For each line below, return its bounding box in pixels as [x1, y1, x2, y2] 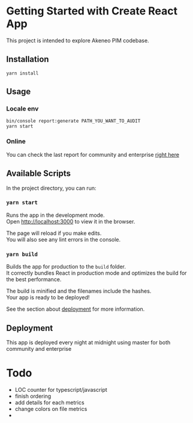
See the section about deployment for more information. [6, 305, 145, 313]
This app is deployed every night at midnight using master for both [6, 338, 171, 346]
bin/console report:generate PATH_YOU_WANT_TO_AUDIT [6, 118, 141, 124]
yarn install [6, 70, 39, 76]
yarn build [6, 251, 38, 258]
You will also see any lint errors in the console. [6, 236, 121, 243]
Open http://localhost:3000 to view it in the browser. [6, 218, 135, 225]
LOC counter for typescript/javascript [14, 386, 108, 393]
